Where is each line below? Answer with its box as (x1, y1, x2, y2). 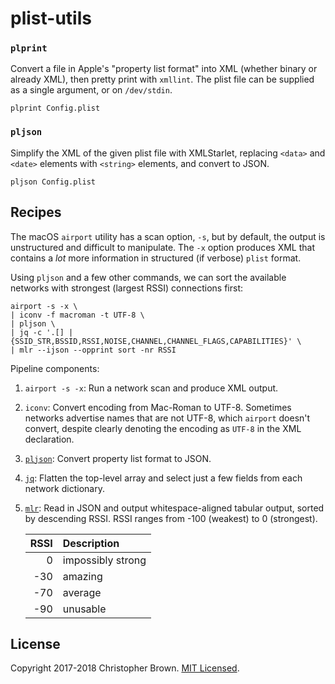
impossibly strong (62, 553, 147, 567)
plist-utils (10, 7, 92, 30)
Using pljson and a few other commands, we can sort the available (10, 271, 287, 283)
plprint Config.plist (10, 103, 101, 114)
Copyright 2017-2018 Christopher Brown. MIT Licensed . (10, 662, 240, 674)
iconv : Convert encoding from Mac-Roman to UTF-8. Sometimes (24, 401, 292, 413)
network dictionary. (24, 482, 105, 494)
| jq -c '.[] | (10, 327, 74, 337)
